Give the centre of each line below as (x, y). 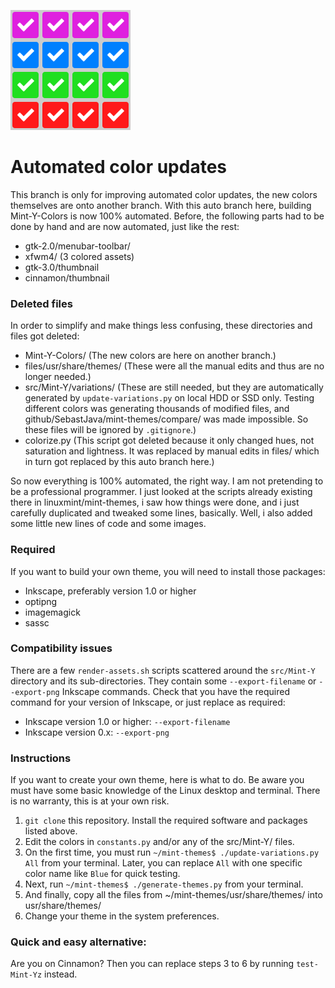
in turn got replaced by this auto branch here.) (119, 462)
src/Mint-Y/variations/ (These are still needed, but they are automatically (174, 387)
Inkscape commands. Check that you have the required (175, 691)
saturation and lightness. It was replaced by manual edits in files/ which (172, 451)
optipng (41, 601)
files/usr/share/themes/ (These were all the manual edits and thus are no (174, 366)
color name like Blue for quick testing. (102, 874)
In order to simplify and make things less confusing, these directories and (161, 326)
